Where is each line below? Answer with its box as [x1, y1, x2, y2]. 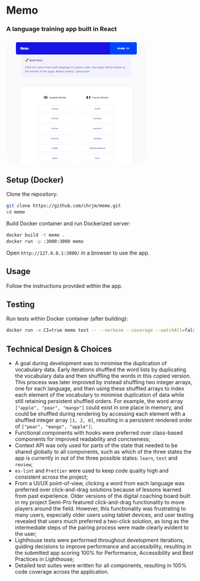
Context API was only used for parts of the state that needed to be [14, 442, 178, 449]
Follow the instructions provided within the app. [6, 282, 123, 289]
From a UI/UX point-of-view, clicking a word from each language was [14, 480, 185, 487]
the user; [14, 530, 37, 538]
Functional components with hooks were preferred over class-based [14, 429, 183, 436]
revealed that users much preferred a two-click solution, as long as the [14, 518, 189, 525]
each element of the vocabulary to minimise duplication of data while [14, 391, 185, 398]
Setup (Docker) [6, 175, 64, 185]
